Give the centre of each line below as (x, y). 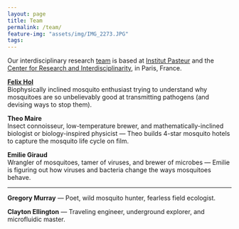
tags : (15, 41)
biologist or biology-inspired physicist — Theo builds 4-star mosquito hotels (119, 134)
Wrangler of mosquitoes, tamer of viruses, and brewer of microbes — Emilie (118, 163)
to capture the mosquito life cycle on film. (68, 141)
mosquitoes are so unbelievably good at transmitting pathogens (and (108, 97)
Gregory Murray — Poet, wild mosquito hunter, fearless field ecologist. (111, 198)
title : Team (25, 21)
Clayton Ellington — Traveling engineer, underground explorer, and (106, 212)
